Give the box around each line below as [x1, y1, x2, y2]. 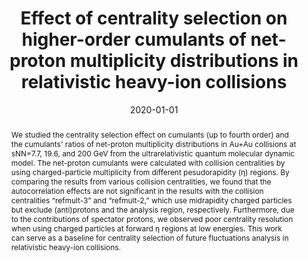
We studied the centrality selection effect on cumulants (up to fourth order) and [10, 129, 289, 140]
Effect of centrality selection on [20, 7, 288, 30]
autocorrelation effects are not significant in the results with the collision [10, 185, 264, 196]
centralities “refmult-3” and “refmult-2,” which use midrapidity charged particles [10, 195, 293, 206]
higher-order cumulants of [21, 28, 247, 51]
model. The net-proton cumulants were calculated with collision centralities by [10, 157, 286, 168]
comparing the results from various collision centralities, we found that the [10, 176, 272, 187]
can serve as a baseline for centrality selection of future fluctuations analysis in [10, 232, 289, 243]
